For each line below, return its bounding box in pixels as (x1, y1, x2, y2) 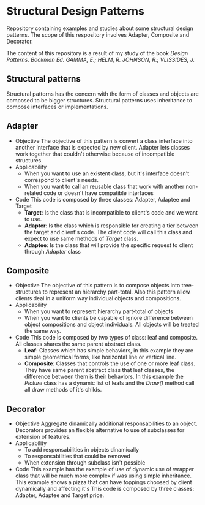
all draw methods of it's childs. (24, 386, 102, 393)
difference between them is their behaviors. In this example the (24, 373, 184, 381)
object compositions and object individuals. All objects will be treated (24, 321, 199, 328)
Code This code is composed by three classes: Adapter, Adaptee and (15, 196, 191, 203)
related (24, 189, 43, 197)
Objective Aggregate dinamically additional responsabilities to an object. (15, 420, 198, 427)
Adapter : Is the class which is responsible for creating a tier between (24, 222, 199, 229)
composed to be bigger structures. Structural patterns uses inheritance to (6, 96, 193, 104)
